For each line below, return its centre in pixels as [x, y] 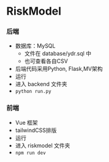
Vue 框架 [26, 122]
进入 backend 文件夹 [41, 84]
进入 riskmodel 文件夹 [43, 145]
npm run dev [30, 153]
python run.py [33, 92]
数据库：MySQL [35, 46]
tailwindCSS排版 [36, 130]
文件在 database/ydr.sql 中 [58, 54]
